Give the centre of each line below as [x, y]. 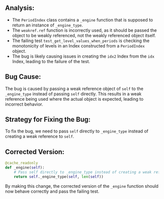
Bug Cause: [23, 77]
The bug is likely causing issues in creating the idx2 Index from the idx [83, 56]
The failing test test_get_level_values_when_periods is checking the [81, 41]
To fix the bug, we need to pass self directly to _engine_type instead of [77, 131]
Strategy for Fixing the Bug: [48, 120]
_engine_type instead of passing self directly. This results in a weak [73, 94]
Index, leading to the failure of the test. [51, 61]
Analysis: [20, 8]
